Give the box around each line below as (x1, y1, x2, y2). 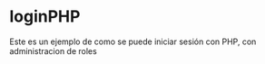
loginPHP (9, 6, 81, 27)
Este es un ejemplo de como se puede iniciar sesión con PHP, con (9, 36, 257, 47)
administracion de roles (9, 45, 97, 56)
